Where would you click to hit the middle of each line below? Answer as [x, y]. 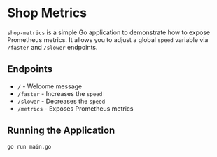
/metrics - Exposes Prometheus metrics [75, 108]
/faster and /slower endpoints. [52, 47]
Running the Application [61, 131]
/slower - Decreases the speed [61, 101]
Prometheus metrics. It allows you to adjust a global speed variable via [108, 39]
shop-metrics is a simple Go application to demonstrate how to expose [109, 32]
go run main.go [29, 146]
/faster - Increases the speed [60, 93]
